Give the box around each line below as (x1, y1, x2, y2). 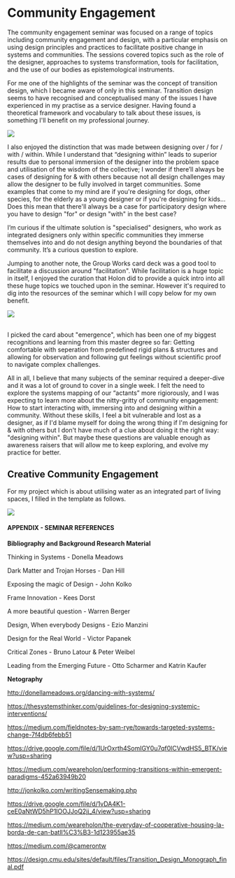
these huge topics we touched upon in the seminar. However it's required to (7, 281, 226, 290)
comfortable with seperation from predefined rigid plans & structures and (7, 345, 218, 354)
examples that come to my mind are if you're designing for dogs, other (7, 187, 211, 195)
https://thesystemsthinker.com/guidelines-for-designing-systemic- (7, 702, 201, 710)
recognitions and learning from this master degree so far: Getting (7, 337, 195, 346)
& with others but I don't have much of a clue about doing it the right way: (7, 426, 219, 434)
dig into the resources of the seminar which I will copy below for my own (7, 288, 217, 297)
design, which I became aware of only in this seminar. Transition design (7, 86, 213, 95)
